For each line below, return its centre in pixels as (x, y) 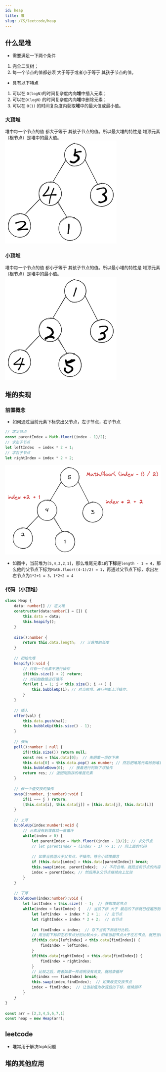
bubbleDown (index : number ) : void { (48, 899)
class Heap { (19, 601)
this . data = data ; (42, 616)
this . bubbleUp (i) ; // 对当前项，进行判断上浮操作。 (81, 690)
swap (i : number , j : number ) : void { (48, 794)
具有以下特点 (25, 83)
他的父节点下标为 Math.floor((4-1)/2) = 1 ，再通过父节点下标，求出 (85, 569)
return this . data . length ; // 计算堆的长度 (66, 643)
